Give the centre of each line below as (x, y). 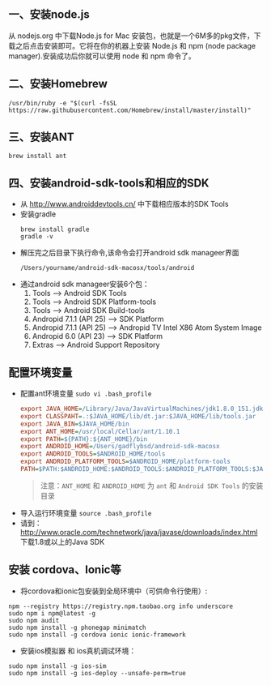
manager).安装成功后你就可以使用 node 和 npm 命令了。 (102, 56)
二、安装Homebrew (58, 84)
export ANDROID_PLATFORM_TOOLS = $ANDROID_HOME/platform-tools (125, 462)
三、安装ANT (41, 137)
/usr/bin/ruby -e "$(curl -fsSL (63, 103)
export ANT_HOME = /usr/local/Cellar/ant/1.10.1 (100, 431)
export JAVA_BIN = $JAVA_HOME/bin (74, 424)
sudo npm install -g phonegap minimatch (78, 627)
